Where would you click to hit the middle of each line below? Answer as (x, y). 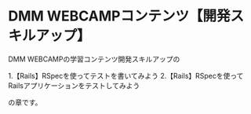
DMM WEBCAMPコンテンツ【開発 (119, 16)
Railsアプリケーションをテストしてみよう (74, 85)
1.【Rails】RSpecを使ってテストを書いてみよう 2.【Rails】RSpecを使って (126, 75)
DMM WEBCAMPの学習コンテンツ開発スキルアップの (94, 59)
